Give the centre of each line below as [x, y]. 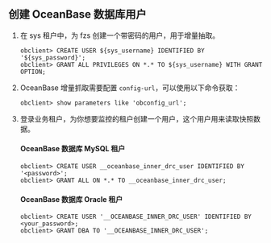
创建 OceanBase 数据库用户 [77, 14]
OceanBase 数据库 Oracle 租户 [71, 199]
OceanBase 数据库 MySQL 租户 [73, 149]
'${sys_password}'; [53, 58]
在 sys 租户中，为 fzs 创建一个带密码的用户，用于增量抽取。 [120, 35]
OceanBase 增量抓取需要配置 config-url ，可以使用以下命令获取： [130, 88]
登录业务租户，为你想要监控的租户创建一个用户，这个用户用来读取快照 [137, 118]
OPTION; [33, 72]
